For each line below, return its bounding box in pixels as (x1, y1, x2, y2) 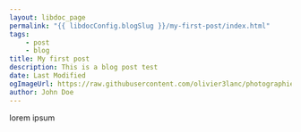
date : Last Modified (9, 71, 87, 80)
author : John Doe (9, 87, 74, 96)
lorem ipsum (9, 112, 56, 123)
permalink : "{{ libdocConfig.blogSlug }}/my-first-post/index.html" (9, 21, 271, 30)
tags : (9, 29, 30, 38)
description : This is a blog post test (9, 63, 159, 72)
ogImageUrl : (9, 79, 54, 88)
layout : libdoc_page (9, 12, 87, 22)
